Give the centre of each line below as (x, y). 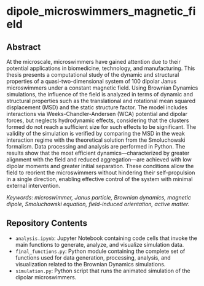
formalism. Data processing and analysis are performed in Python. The (96, 146)
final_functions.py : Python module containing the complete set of (100, 251)
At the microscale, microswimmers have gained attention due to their (94, 62)
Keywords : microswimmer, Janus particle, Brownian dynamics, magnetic (99, 197)
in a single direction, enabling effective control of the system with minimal (100, 179)
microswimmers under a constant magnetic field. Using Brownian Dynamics (102, 88)
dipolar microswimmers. (46, 277)
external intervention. (33, 186)
